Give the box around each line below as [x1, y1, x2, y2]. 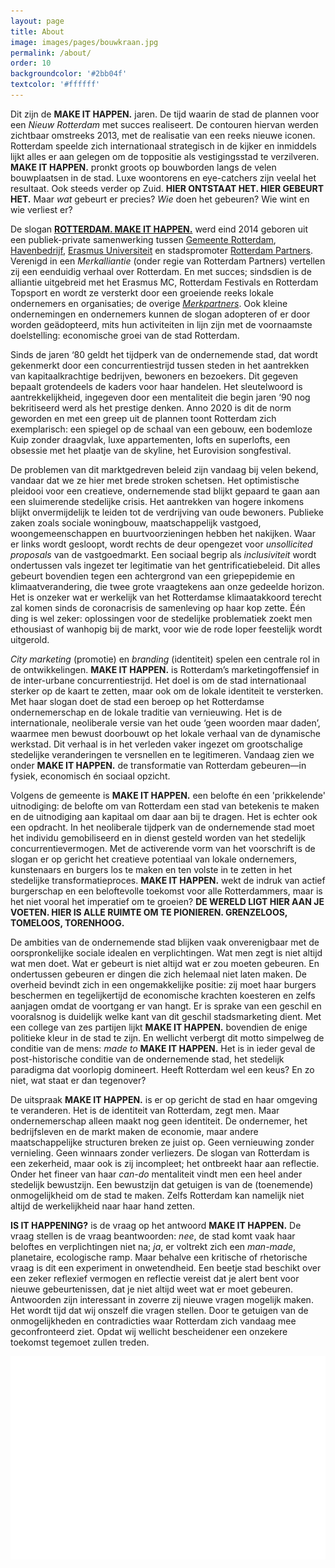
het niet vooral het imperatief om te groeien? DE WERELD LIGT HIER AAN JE [10, 895, 325, 907]
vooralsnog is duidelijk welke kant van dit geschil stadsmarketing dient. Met [10, 1010, 322, 1022]
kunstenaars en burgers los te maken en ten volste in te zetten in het [10, 863, 293, 875]
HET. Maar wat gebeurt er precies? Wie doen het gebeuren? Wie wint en [10, 193, 310, 205]
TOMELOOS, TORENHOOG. [10, 916, 125, 929]
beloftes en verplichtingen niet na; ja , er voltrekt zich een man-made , [10, 1240, 297, 1252]
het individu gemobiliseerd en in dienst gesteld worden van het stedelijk [10, 831, 306, 844]
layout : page [10, 16, 65, 26]
